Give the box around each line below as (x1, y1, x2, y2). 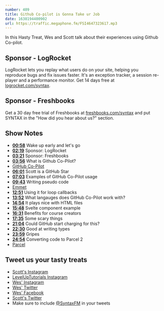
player (5, 77, 18, 84)
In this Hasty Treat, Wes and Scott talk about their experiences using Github (5, 34, 159, 40)
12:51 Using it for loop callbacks (12, 189, 77, 195)
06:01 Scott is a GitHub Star (12, 168, 69, 174)
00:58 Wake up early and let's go (12, 142, 81, 148)
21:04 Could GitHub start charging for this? (12, 221, 100, 226)
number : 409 (5, 7, 29, 12)
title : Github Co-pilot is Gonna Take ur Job (5, 12, 100, 17)
